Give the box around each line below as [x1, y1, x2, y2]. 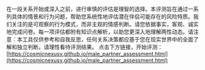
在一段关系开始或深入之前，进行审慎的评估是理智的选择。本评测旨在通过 [6, 5, 188, 12]
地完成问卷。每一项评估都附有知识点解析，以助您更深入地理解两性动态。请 [6, 28, 193, 35]
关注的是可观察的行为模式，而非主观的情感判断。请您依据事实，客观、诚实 [11, 21, 199, 27]
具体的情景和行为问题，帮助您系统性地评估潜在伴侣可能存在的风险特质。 [11, 13, 193, 20]
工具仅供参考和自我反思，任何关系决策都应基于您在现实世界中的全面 [22, 36, 193, 43]
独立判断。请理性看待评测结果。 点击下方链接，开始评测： [16, 43, 163, 51]
